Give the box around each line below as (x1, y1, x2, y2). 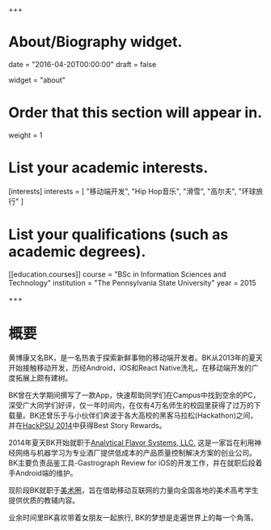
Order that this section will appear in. (8, 104, 263, 122)
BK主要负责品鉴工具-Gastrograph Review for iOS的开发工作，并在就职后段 (8, 458, 256, 468)
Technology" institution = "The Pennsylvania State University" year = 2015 (8, 278, 256, 287)
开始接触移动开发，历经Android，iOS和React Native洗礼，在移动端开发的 (8, 363, 252, 372)
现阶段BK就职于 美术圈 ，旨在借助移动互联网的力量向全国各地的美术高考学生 (8, 485, 259, 494)
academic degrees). (8, 243, 146, 261)
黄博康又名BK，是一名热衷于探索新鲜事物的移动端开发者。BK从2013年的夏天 (8, 353, 263, 363)
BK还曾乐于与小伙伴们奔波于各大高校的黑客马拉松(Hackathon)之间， (29, 410, 258, 420)
